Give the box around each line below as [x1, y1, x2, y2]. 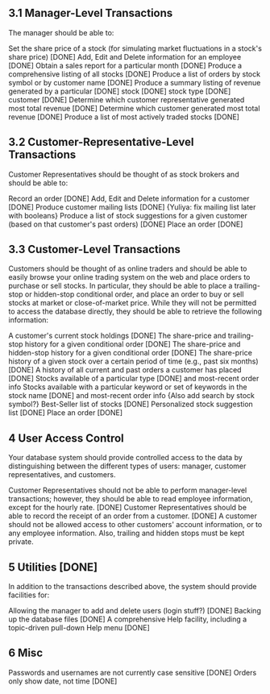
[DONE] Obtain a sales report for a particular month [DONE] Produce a [8, 60, 243, 70]
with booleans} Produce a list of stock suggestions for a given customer [8, 210, 247, 220]
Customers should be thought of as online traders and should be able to [8, 264, 247, 273]
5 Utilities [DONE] [8, 560, 98, 574]
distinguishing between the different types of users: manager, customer [8, 461, 247, 471]
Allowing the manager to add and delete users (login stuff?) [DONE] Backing [8, 606, 262, 616]
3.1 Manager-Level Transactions [8, 6, 173, 20]
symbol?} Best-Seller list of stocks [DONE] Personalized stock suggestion [8, 399, 254, 409]
